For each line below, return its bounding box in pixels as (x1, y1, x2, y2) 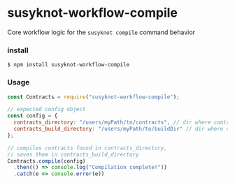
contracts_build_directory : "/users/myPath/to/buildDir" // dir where (13, 126, 224, 133)
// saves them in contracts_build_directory (7, 151, 139, 158)
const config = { (7, 112, 58, 119)
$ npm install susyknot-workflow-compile (7, 61, 130, 68)
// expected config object (7, 106, 86, 113)
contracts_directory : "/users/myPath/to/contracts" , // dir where (13, 119, 211, 126)
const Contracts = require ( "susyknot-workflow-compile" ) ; (7, 93, 180, 101)
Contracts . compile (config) (7, 157, 86, 165)
